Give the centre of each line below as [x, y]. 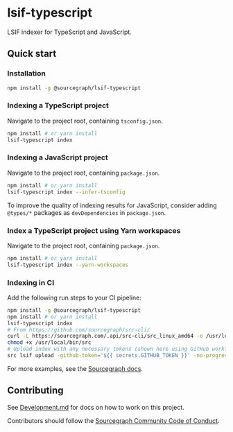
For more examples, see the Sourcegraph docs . [75, 368]
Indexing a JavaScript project [58, 157]
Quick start [32, 54]
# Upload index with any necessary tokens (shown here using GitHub [108, 349]
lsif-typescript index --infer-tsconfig [67, 192]
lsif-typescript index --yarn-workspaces [68, 265]
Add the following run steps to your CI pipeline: [75, 297]
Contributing [35, 391]
